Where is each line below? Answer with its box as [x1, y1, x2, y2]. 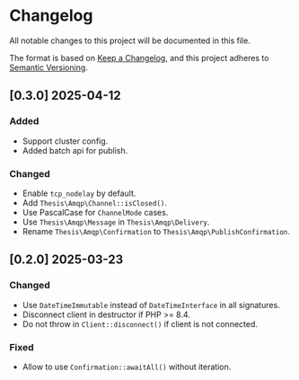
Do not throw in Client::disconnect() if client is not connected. [22, 318, 259, 329]
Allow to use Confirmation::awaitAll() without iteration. [22, 361, 232, 372]
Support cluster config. [22, 136, 109, 146]
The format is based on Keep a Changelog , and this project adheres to [9, 52, 269, 63]
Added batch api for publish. [22, 145, 128, 155]
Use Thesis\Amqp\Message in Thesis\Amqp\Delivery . [22, 217, 210, 227]
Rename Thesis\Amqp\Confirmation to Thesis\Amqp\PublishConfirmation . [22, 225, 290, 236]
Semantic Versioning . [9, 62, 88, 73]
